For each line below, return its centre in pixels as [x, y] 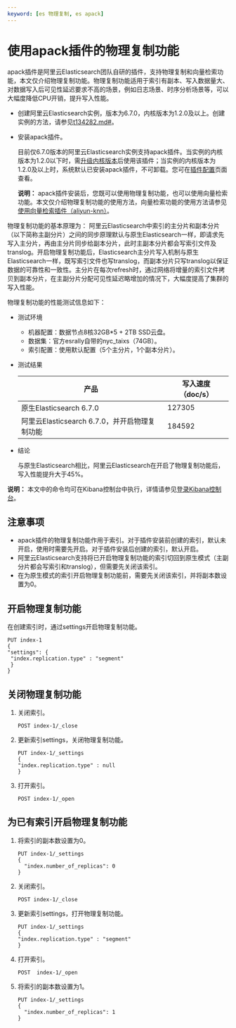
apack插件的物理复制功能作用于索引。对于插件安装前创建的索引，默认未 [122, 540]
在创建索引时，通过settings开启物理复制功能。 [74, 627]
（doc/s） [196, 394]
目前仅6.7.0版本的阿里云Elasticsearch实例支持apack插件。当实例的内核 [120, 151]
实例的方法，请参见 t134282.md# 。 [67, 122]
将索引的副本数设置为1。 [53, 986]
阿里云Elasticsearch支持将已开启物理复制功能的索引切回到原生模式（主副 [123, 558]
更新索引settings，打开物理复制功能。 [72, 913]
